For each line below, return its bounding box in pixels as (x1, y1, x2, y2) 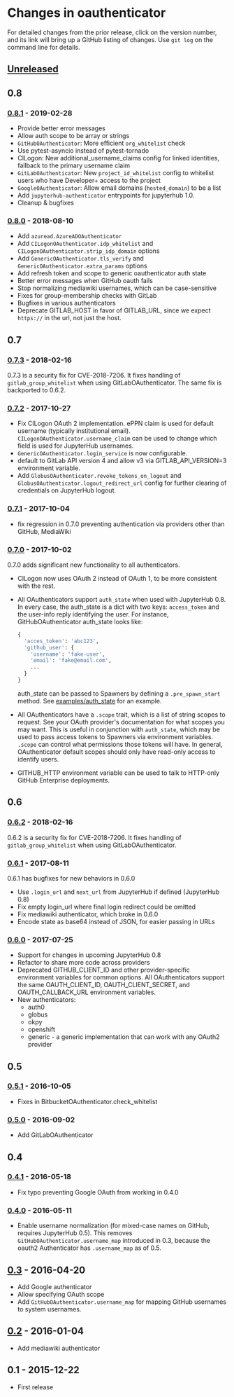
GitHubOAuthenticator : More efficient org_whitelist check (17, 139, 186, 148)
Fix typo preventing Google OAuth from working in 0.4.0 (17, 1188, 180, 1196)
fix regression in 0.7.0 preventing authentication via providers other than (17, 520, 225, 528)
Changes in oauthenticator (7, 5, 166, 21)
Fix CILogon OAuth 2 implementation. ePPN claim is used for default (17, 419, 214, 428)
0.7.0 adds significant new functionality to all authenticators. (7, 560, 180, 569)
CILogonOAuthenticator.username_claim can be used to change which (17, 434, 217, 443)
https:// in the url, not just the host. (17, 314, 122, 322)
